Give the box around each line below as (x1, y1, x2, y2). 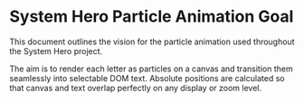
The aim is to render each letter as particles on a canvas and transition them (9, 63, 293, 74)
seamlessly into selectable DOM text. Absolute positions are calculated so (9, 72, 285, 83)
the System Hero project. (9, 45, 103, 56)
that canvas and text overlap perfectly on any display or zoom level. (9, 82, 262, 93)
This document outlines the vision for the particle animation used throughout (9, 36, 295, 47)
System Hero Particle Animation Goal (9, 6, 294, 27)
